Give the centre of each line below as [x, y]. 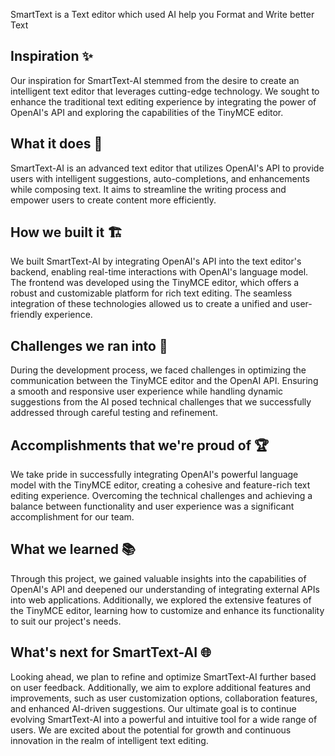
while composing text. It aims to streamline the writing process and [148, 189]
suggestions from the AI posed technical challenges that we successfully [161, 402]
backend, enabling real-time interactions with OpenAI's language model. [159, 272]
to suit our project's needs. [66, 621]
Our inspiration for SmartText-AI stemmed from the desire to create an [155, 80]
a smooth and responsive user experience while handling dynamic [147, 391]
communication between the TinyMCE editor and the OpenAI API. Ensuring [164, 381]
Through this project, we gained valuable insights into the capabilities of [158, 578]
